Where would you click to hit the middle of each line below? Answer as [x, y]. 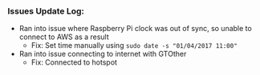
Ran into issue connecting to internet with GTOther [103, 54]
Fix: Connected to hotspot [74, 62]
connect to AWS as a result [64, 37]
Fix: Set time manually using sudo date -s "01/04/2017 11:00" [134, 45]
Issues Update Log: [46, 11]
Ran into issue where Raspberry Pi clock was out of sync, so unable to [135, 29]
